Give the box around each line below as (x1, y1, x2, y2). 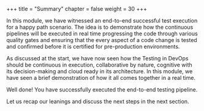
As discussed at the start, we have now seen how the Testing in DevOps (6, 55, 189, 62)
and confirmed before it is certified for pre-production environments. (6, 43, 180, 50)
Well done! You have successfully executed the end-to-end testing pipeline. (6, 86, 198, 93)
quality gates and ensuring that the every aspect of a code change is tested (6, 37, 197, 43)
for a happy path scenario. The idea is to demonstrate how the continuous (6, 24, 194, 30)
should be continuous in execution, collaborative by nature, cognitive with (6, 61, 192, 68)
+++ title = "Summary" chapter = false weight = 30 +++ (6, 5, 147, 12)
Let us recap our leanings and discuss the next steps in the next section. (6, 98, 189, 105)
